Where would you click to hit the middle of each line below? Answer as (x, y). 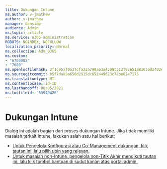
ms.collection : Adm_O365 (31, 51)
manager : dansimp (23, 24)
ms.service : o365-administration (40, 38)
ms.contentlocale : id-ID (31, 83)
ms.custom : (16, 56)
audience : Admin (22, 28)
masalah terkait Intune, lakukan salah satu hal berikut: (60, 136)
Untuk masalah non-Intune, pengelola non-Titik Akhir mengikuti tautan (84, 156)
